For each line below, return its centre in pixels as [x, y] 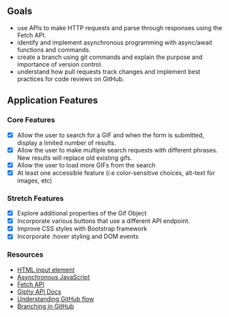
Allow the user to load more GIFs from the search [86, 165]
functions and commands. [54, 49]
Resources [25, 255]
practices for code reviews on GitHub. [70, 79]
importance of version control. [59, 64]
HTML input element [46, 270]
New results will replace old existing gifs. [75, 158]
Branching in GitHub [45, 306]
